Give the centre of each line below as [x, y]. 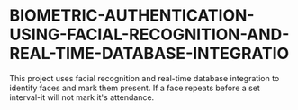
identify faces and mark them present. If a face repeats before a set [135, 88]
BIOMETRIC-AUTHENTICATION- [132, 16]
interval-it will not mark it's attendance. [82, 97]
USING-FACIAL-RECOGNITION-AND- [149, 34]
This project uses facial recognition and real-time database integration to [144, 78]
